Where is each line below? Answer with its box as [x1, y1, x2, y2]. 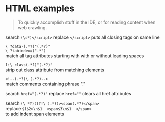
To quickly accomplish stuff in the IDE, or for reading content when [17, 19, 156, 25]
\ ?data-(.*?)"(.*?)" [5, 44, 51, 49]
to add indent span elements [5, 111, 64, 117]
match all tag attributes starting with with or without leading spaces [5, 53, 144, 59]
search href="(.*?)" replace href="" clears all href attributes [5, 90, 131, 96]
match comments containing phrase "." [5, 81, 86, 87]
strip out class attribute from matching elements [5, 67, 104, 73]
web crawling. [17, 24, 47, 30]
